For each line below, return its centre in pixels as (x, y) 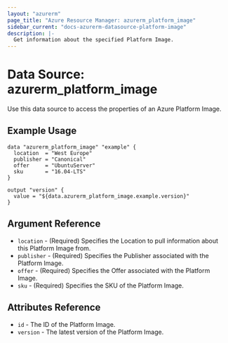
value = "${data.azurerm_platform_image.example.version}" (102, 196)
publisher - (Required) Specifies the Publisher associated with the (113, 255)
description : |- (31, 33)
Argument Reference (54, 224)
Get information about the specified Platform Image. (94, 40)
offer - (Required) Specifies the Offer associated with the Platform (114, 270)
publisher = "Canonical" (50, 159)
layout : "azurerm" (34, 14)
